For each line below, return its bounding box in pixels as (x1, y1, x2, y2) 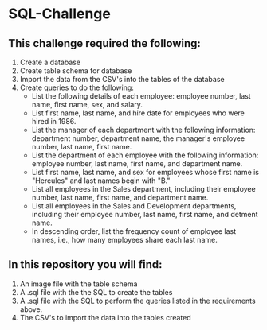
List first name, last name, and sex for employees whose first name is (31, 168, 260, 177)
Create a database (19, 57, 81, 67)
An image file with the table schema (19, 279, 138, 289)
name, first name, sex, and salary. (31, 100, 143, 109)
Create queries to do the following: (19, 83, 134, 92)
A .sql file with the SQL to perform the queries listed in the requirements (19, 296, 257, 305)
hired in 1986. (31, 117, 77, 126)
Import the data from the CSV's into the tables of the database (19, 75, 225, 83)
